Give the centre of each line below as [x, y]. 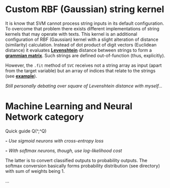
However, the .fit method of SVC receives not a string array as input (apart [83, 65]
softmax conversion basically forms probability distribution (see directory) [83, 166]
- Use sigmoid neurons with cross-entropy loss [55, 140]
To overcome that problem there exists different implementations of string [82, 28]
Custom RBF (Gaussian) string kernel [85, 9]
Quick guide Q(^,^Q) [26, 131]
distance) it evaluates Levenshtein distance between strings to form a [79, 50]
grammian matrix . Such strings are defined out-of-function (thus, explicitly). [85, 55]
